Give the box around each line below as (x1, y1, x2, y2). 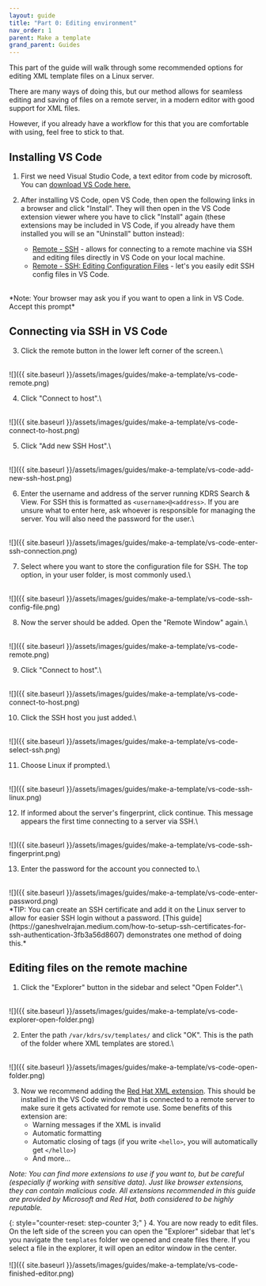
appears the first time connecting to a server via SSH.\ (20, 816, 199, 826)
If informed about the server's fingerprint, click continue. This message (20, 808, 253, 817)
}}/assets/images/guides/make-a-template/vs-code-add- (66, 465, 254, 474)
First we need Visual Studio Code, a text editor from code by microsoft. (20, 171, 253, 181)
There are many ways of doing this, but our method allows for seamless (9, 86, 243, 96)
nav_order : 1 (9, 26, 52, 34)
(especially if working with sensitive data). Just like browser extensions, (9, 1177, 244, 1187)
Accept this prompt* (9, 301, 75, 311)
